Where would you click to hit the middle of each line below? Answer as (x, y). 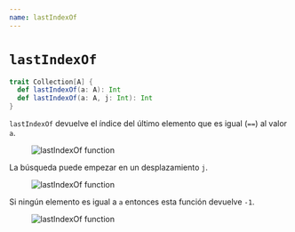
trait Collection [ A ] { (51, 82)
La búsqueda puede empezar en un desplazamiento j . (109, 168)
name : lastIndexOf (43, 17)
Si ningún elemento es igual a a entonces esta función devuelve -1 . (132, 202)
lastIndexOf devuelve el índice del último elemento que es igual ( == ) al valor (148, 124)
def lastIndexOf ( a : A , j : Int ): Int (85, 99)
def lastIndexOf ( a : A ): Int (69, 90)
